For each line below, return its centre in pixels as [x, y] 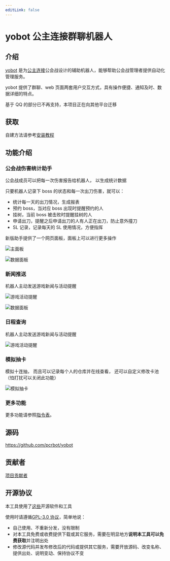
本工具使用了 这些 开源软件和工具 [39, 506]
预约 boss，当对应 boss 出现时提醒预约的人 [58, 208]
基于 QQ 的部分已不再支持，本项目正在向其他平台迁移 [61, 104]
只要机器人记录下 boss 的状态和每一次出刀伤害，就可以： [65, 191]
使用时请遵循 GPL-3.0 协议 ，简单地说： [46, 517]
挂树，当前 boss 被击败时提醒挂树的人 [52, 215]
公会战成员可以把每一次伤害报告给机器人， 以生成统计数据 [66, 180]
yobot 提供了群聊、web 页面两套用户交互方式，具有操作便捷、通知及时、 [81, 87]
